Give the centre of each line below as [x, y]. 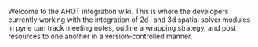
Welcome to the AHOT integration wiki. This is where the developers [118, 11]
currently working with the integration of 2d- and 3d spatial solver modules [129, 20]
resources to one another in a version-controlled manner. [100, 36]
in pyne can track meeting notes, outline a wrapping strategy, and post [122, 28]
